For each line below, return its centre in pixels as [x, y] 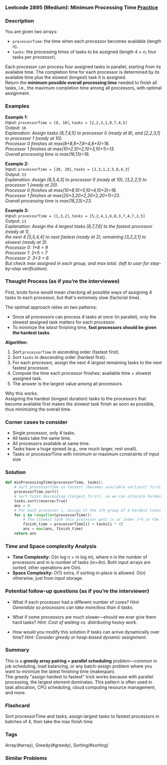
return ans [25, 534]
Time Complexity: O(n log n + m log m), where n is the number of [80, 557]
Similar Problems [26, 758]
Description [20, 20]
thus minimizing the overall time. [38, 409]
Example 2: [17, 164]
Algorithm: [17, 342]
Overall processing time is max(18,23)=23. [48, 201]
